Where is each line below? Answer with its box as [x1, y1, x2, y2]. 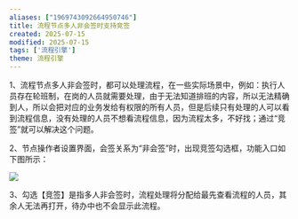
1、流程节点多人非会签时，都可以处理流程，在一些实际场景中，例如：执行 [9, 80, 278, 90]
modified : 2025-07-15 [9, 37, 90, 47]
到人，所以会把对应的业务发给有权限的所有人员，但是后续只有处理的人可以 [9, 102, 282, 112]
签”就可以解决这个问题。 [9, 124, 100, 134]
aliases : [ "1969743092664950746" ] [9, 12, 138, 22]
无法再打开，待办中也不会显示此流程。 [24, 200, 165, 211]
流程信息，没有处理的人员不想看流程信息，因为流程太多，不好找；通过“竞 [16, 113, 286, 123]
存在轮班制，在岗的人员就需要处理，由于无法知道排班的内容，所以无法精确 [16, 90, 290, 101]
